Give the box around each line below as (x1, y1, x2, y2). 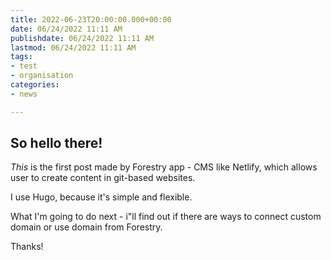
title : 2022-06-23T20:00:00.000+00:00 (10, 14, 172, 25)
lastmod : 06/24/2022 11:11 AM (10, 42, 137, 53)
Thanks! (10, 241, 44, 253)
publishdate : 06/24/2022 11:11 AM (10, 33, 155, 43)
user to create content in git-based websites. (10, 172, 196, 184)
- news (10, 89, 38, 99)
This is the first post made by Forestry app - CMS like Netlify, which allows (10, 161, 318, 173)
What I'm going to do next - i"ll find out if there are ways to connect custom (10, 211, 322, 223)
